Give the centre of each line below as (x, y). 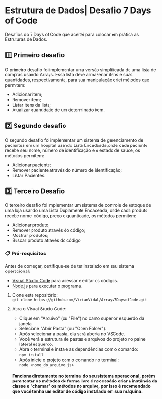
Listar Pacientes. (29, 175)
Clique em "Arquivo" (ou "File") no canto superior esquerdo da (82, 318)
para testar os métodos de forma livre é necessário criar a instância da (85, 381)
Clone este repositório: (35, 295)
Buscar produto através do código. (47, 240)
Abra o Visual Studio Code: (39, 308)
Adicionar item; (27, 94)
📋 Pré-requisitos (25, 254)
